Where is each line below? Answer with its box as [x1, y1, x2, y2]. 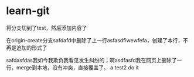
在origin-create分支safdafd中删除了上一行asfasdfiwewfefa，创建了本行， [6, 36, 183, 43]
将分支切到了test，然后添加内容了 [6, 24, 87, 31]
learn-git [6, 4, 50, 18]
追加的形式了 [16, 44, 47, 51]
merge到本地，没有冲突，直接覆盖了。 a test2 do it [16, 63, 139, 71]
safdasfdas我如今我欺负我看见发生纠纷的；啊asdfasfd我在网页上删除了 [6, 56, 177, 63]
